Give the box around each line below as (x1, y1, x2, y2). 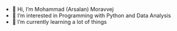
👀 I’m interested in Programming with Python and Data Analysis (12, 12, 172, 19)
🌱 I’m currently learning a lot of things (12, 18, 107, 25)
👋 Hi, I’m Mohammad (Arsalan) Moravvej (12, 6, 114, 13)
